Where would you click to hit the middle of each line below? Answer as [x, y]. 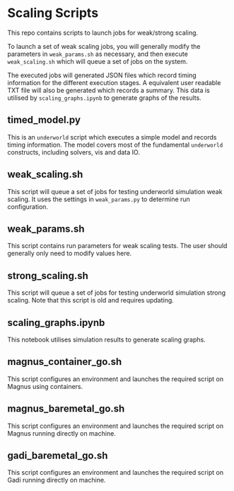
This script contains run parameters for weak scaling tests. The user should [117, 246]
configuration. [28, 206]
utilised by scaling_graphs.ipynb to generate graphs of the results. [104, 98]
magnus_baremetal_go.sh [66, 409]
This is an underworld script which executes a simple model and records [112, 137]
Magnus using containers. [45, 386]
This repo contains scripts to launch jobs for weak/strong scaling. [103, 33]
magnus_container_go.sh [65, 362]
